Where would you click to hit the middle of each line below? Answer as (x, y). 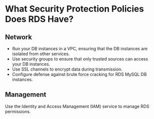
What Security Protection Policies (75, 9)
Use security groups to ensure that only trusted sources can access (80, 59)
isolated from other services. (41, 54)
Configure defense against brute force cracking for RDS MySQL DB (79, 74)
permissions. (18, 111)
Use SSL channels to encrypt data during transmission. (67, 69)
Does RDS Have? (39, 19)
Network (19, 37)
